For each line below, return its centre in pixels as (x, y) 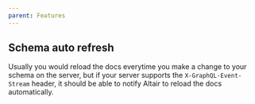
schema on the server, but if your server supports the (96, 75)
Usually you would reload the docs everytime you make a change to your (127, 67)
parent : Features (37, 15)
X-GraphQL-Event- (213, 76)
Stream (19, 84)
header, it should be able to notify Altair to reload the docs (127, 83)
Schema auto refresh (61, 48)
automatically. (31, 92)
